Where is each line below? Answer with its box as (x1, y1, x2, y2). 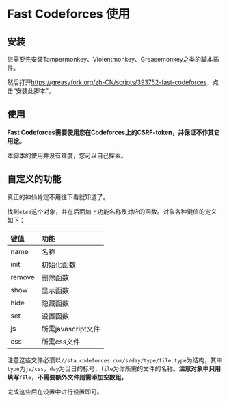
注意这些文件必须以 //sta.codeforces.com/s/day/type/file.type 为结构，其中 (7, 355, 223, 364)
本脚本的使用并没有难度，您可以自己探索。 (7, 151, 127, 160)
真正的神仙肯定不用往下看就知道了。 (7, 192, 109, 201)
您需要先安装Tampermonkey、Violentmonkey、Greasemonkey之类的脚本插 (7, 55, 219, 63)
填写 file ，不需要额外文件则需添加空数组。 (7, 373, 128, 381)
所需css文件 (41, 337, 81, 347)
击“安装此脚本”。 (7, 87, 55, 95)
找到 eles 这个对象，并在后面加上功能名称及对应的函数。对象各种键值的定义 (7, 207, 217, 216)
